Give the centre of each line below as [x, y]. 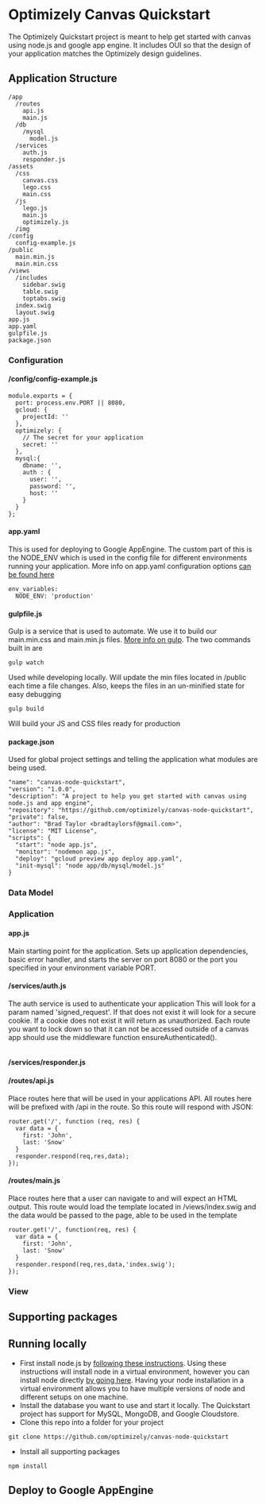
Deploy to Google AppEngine [81, 1490]
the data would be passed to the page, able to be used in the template [123, 1215]
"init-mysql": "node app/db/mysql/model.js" [90, 866]
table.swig [40, 292]
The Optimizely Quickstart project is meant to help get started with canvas [130, 37]
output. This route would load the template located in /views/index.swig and [132, 1206]
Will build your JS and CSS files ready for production [94, 724]
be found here [31, 575]
